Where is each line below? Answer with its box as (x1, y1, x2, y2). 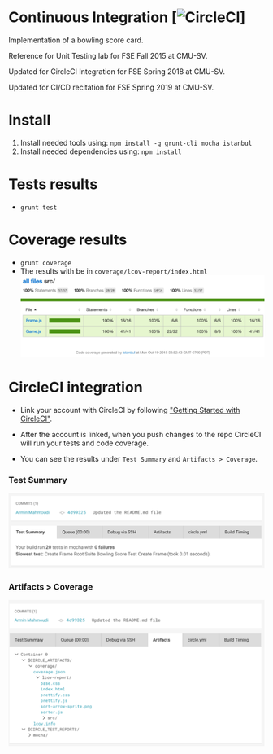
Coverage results (8, 230, 128, 248)
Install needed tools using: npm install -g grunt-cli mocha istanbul (19, 138, 253, 147)
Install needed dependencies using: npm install (19, 147, 182, 156)
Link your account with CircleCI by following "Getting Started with (19, 405, 240, 415)
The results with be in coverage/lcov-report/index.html (19, 265, 208, 276)
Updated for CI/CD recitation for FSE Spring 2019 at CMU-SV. (8, 82, 214, 92)
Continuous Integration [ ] (8, 8, 246, 27)
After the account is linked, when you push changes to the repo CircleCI (19, 430, 262, 440)
